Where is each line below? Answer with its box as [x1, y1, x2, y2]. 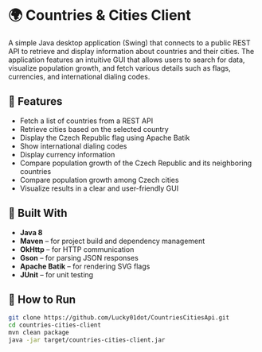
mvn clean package [8, 329, 69, 337]
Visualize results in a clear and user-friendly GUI [19, 184, 179, 193]
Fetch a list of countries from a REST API [19, 116, 154, 126]
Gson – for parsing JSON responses [19, 253, 139, 262]
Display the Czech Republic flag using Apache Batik [19, 133, 190, 142]
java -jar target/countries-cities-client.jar [8, 336, 166, 344]
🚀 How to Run [8, 292, 76, 306]
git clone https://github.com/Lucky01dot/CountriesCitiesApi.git [8, 314, 229, 322]
